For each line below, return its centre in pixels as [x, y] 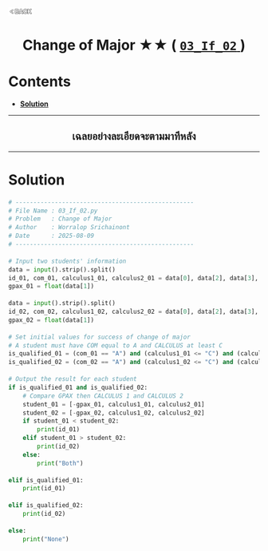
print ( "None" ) [46, 539]
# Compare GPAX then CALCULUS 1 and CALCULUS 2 [103, 396]
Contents [40, 82]
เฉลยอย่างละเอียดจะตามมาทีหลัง [134, 136]
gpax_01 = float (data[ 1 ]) [51, 287]
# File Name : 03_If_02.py [53, 211]
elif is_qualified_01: [46, 480]
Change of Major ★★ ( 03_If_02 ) [134, 45]
